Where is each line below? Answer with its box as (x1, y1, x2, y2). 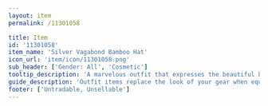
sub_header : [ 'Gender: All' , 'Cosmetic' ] (8, 63, 148, 72)
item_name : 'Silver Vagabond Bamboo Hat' (8, 49, 148, 57)
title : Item (8, 33, 48, 41)
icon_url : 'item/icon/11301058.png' (8, 56, 130, 64)
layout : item (8, 11, 52, 20)
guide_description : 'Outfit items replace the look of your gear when (8, 77, 248, 86)
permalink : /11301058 (8, 19, 81, 27)
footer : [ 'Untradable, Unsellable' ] (8, 85, 130, 93)
